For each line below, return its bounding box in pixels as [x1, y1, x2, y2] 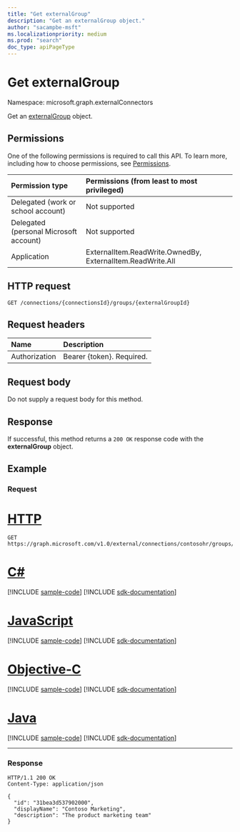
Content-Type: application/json [7, 781, 104, 788]
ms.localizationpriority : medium [7, 30, 107, 38]
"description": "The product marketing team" [14, 812, 152, 819]
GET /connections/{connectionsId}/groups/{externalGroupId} [7, 299, 191, 306]
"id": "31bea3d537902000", [14, 799, 94, 807]
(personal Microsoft [11, 226, 77, 236]
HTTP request [7, 280, 71, 293]
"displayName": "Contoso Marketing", [14, 806, 126, 813]
